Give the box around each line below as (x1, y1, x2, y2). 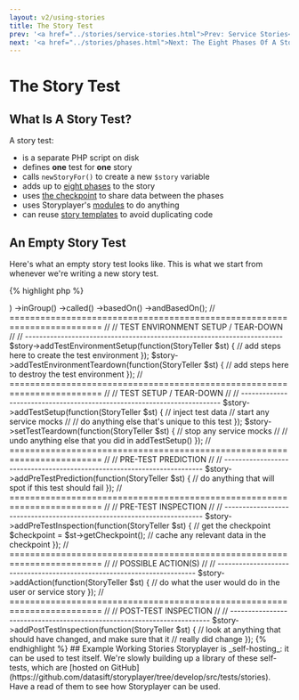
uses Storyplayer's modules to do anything (21, 199, 180, 210)
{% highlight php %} (9, 286, 85, 297)
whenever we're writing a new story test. (9, 268, 159, 279)
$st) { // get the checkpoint (171, 520, 271, 531)
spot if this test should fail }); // (9, 483, 123, 493)
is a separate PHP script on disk (21, 152, 140, 163)
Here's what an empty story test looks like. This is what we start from (9, 259, 263, 270)
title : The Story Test (9, 21, 93, 30)
